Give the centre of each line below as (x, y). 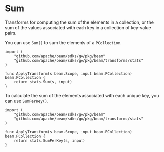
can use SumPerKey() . (27, 101)
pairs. (11, 33)
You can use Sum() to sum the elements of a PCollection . (63, 42)
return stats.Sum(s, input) (43, 82)
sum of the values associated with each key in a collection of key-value (78, 27)
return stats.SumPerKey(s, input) (50, 140)
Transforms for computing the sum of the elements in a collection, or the (80, 22)
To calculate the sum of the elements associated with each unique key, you (82, 95)
